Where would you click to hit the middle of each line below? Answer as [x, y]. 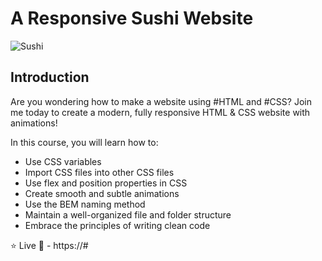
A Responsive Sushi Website [132, 18]
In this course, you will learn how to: [84, 142]
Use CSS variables [63, 161]
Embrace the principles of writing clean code [117, 225]
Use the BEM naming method [85, 204]
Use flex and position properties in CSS [106, 183]
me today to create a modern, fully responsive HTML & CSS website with [160, 112]
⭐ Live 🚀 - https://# [49, 245]
